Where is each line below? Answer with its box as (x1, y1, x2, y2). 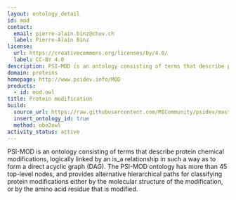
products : (7, 82, 37, 89)
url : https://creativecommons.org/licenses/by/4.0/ (13, 50, 169, 57)
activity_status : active (7, 128, 80, 135)
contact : (7, 23, 33, 30)
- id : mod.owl (13, 89, 55, 96)
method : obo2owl (13, 121, 61, 129)
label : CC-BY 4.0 (13, 56, 65, 63)
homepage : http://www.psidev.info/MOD (7, 75, 121, 83)
